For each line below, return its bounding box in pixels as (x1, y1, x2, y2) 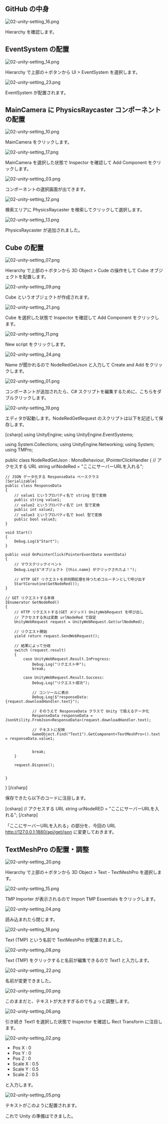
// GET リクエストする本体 (5, 595, 55, 601)
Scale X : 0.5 (12, 1061, 39, 1067)
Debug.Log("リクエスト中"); (32, 662, 86, 667)
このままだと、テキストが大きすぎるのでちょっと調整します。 (5, 998, 132, 1004)
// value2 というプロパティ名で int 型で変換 (14, 503, 100, 508)
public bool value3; (14, 517, 57, 522)
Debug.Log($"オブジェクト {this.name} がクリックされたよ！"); (14, 567, 137, 572)
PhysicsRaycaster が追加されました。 (5, 227, 83, 233)
